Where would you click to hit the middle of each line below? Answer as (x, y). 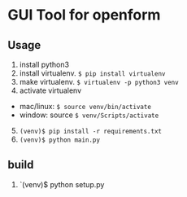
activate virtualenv (50, 90)
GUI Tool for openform (84, 15)
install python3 (44, 64)
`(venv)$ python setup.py (62, 184)
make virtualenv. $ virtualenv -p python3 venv (99, 82)
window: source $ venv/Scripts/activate (89, 115)
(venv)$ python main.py (60, 140)
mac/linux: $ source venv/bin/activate (85, 106)
